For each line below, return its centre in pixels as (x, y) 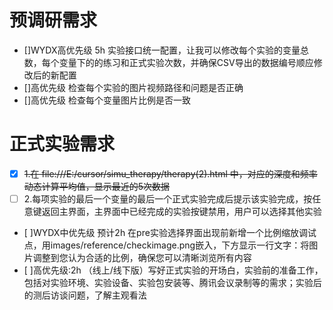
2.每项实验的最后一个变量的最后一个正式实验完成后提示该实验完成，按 (168, 198)
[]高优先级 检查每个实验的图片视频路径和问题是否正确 (133, 87)
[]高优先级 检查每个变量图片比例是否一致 (107, 100)
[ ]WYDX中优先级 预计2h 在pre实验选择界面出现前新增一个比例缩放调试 (170, 232)
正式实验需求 (62, 144)
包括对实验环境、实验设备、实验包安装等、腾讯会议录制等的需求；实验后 (172, 282)
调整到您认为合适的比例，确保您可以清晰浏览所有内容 (142, 257)
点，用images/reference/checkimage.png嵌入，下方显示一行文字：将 (166, 245)
